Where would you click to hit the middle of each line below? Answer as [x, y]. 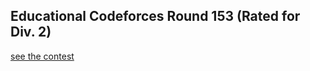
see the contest [42, 56]
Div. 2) [31, 32]
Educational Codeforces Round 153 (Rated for [155, 16]
